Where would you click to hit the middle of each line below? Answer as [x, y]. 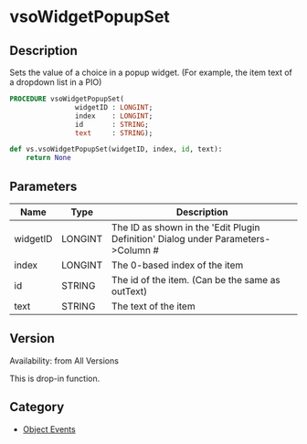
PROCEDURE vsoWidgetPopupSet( [67, 99]
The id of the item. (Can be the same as [196, 280]
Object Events [49, 429]
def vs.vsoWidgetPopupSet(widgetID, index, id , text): [116, 149]
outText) [129, 291]
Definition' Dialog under [162, 238]
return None [48, 158]
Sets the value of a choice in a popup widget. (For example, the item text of [151, 72]
